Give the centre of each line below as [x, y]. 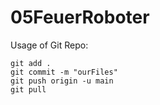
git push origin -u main [62, 81]
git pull [28, 89]
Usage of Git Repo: [49, 45]
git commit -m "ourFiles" [64, 72]
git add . [31, 63]
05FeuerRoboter [80, 17]
